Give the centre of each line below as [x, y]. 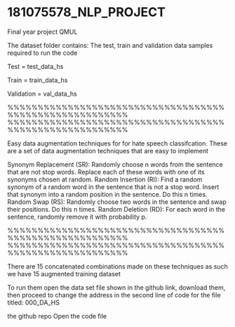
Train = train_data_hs [38, 80]
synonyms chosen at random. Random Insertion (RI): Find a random [105, 179]
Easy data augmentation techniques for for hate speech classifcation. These [117, 143]
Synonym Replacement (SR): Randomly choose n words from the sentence [115, 164]
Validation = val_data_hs [42, 94]
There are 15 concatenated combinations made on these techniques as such [117, 266]
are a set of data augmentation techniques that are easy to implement [108, 150]
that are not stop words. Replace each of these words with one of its [106, 172]
